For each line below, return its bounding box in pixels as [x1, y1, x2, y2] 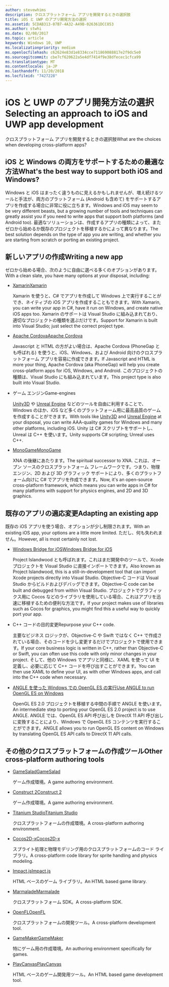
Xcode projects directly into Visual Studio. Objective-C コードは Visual [12, 575, 159, 581]
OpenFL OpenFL [12, 909, 46, 915]
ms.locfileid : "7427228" [5, 73, 58, 79]
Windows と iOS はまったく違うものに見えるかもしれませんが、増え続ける [5, 189, 159, 196]
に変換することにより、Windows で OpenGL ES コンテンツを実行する [12, 719, 157, 725]
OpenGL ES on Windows [12, 690, 64, 697]
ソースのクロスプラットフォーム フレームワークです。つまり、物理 [22, 464, 160, 470]
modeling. [12, 858, 34, 864]
